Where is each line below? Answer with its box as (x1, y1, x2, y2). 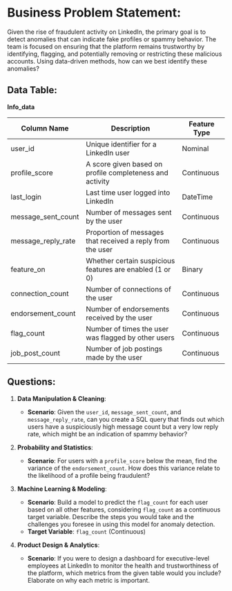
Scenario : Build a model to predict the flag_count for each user (27, 498, 209, 506)
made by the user (86, 352, 143, 362)
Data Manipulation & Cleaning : (17, 394, 106, 403)
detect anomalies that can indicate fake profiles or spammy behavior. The (7, 35, 216, 43)
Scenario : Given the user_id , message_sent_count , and (27, 407, 182, 416)
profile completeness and (86, 168, 169, 177)
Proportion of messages (86, 227, 164, 237)
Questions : (7, 376, 56, 388)
